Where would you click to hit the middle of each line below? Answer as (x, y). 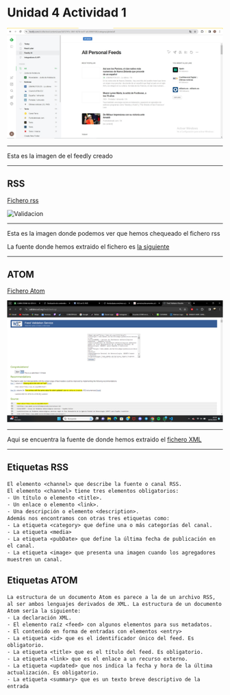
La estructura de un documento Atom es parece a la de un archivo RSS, (111, 597)
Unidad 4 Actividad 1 (67, 13)
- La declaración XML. (39, 618)
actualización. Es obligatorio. (53, 672)
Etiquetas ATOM (42, 581)
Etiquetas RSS (38, 467)
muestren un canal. (35, 559)
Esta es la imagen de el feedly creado (60, 156)
